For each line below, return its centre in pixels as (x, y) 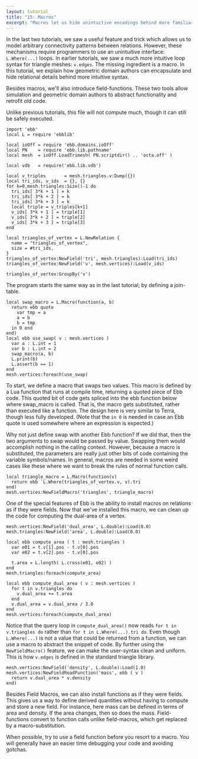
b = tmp (26, 323)
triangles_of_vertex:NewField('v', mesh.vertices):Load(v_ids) (85, 264)
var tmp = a (31, 313)
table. (13, 291)
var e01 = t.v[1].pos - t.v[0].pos (55, 548)
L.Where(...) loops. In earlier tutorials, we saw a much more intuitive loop (96, 58)
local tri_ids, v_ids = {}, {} (46, 181)
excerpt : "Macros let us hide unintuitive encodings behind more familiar (100, 22)
